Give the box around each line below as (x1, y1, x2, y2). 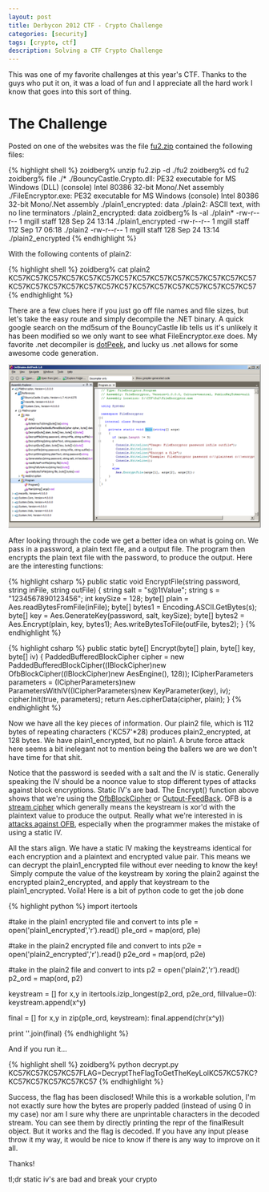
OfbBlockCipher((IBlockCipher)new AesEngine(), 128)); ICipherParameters (8, 669, 254, 678)
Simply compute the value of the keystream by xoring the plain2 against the (10, 868, 260, 878)
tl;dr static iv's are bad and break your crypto (8, 1174, 158, 1184)
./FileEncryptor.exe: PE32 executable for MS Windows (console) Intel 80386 (8, 191, 259, 200)
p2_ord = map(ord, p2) (8, 973, 83, 983)
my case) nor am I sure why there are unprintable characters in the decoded (8, 1109, 260, 1118)
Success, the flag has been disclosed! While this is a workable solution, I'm (8, 1092, 256, 1101)
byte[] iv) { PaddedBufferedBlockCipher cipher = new (8, 652, 185, 661)
